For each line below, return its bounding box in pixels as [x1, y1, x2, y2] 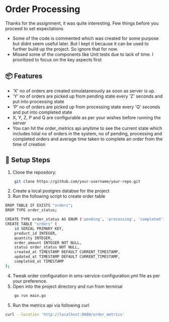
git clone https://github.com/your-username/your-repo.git [14, 179, 141, 184]
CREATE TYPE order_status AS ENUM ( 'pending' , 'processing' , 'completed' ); [5, 217, 167, 222]
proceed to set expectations [5, 25, 64, 31]
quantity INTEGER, [14, 235, 53, 240]
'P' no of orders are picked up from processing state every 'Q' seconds [12, 104, 160, 110]
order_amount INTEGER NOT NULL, [14, 240, 82, 245]
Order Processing [5, 4, 80, 15]
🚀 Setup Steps [5, 156, 50, 165]
